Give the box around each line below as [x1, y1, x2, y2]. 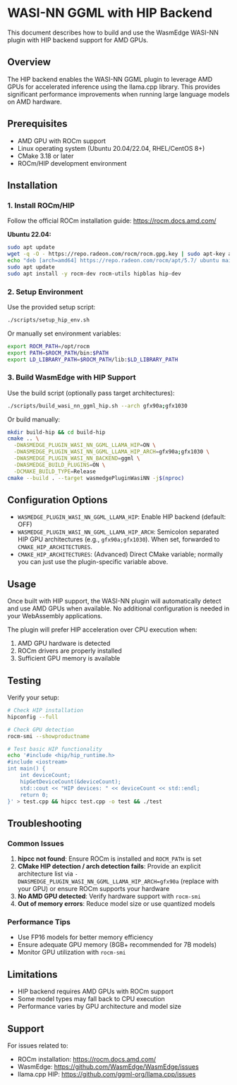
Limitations [7, 968, 58, 981]
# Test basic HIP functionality [7, 745, 102, 752]
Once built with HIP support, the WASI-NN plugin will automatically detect [7, 597, 221, 606]
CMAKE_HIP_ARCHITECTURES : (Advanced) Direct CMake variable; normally [17, 550, 224, 558]
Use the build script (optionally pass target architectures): [7, 388, 175, 397]
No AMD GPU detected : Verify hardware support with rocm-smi [17, 892, 201, 900]
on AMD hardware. [7, 97, 62, 106]
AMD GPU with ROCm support [17, 136, 106, 145]
